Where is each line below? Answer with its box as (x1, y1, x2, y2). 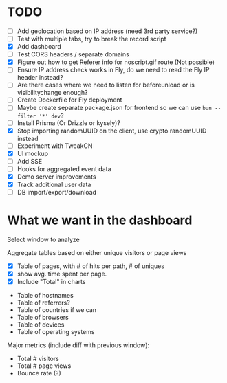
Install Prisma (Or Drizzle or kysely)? (17, 118, 120, 127)
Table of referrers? (17, 298, 70, 307)
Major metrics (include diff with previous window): (7, 341, 150, 349)
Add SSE (17, 157, 43, 165)
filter (17, 113, 36, 120)
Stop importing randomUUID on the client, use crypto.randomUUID (17, 127, 207, 135)
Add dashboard (17, 43, 62, 51)
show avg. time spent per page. (17, 270, 107, 278)
